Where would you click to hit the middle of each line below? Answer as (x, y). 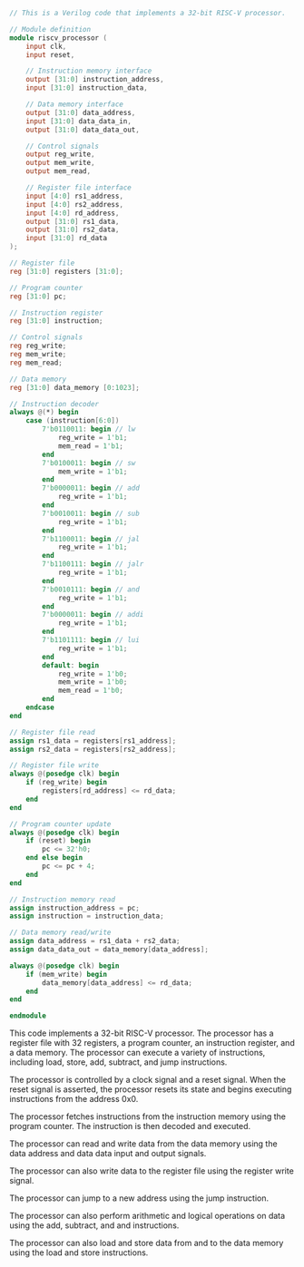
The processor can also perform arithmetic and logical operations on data (147, 1216)
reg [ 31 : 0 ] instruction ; (56, 321)
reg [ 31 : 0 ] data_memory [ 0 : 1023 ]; (75, 387)
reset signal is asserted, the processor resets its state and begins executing (151, 1089)
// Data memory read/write (60, 933)
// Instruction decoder (54, 404)
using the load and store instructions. (79, 1252)
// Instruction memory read (63, 899)
